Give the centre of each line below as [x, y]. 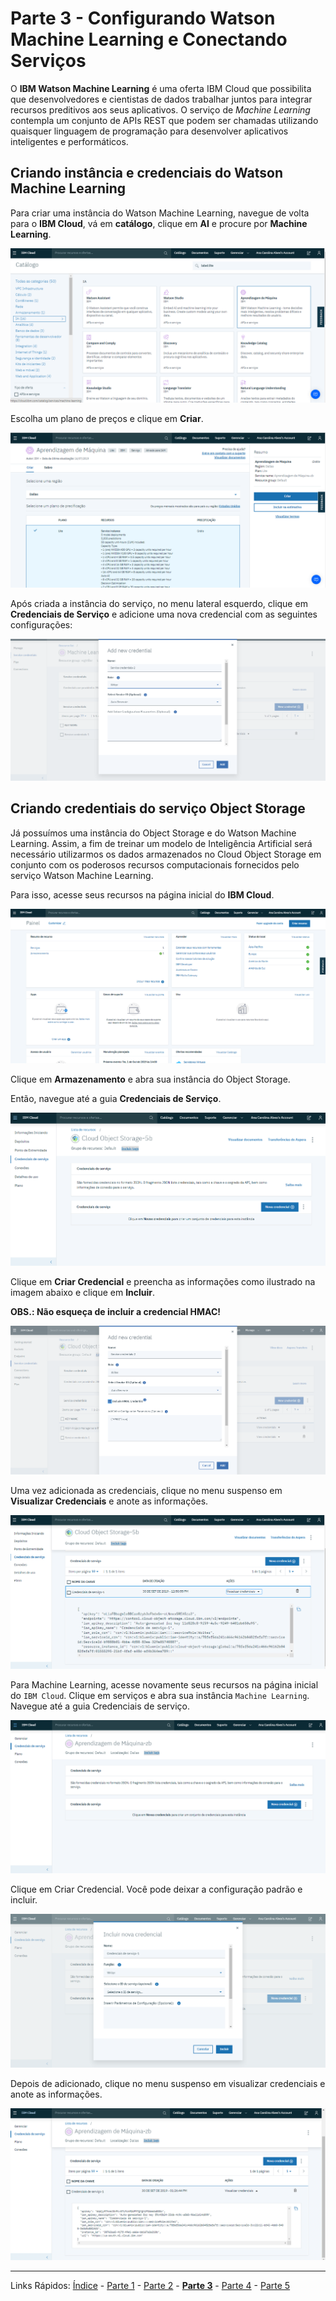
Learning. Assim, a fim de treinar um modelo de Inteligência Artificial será [161, 843]
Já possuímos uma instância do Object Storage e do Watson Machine [153, 833]
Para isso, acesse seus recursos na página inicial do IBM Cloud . [142, 894]
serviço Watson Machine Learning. [82, 875]
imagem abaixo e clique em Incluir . [83, 1292]
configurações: [41, 624]
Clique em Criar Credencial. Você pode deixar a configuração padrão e [156, 1889]
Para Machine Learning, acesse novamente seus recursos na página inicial [164, 1685]
